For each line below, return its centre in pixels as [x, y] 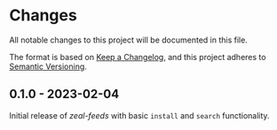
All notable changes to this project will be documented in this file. [129, 40]
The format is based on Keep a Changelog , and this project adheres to [138, 57]
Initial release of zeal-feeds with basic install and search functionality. [139, 115]
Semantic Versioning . [48, 66]
